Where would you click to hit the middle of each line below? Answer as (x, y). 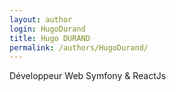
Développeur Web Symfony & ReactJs (88, 76)
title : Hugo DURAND (50, 38)
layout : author (41, 19)
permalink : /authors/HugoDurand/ (79, 47)
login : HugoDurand (47, 29)
